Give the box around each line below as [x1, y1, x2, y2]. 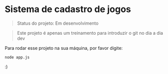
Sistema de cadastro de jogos [5, 4, 131, 15]
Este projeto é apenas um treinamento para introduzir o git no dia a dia [17, 30, 163, 36]
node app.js [5, 54, 30, 60]
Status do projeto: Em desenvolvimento [17, 20, 99, 26]
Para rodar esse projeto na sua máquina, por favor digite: [5, 45, 123, 51]
